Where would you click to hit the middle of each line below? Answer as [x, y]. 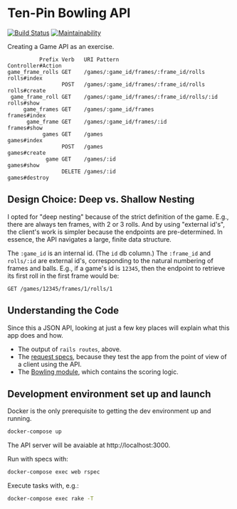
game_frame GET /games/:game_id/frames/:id [96, 122]
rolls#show [23, 103]
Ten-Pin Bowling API [69, 13]
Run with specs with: [38, 459]
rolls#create [27, 90]
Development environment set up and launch [109, 393]
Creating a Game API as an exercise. [61, 46]
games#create [27, 153]
